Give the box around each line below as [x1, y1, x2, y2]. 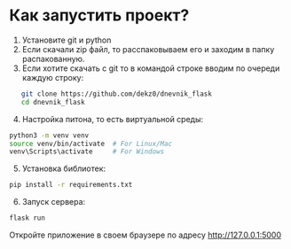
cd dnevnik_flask [20, 97, 86, 106]
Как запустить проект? [9, 5, 190, 26]
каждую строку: [21, 72, 84, 82]
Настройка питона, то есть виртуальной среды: [21, 113, 204, 124]
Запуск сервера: [21, 197, 86, 207]
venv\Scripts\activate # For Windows [9, 147, 165, 156]
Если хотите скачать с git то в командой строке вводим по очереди [21, 63, 280, 74]
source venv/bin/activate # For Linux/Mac [9, 139, 173, 148]
